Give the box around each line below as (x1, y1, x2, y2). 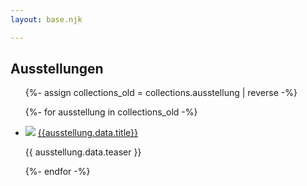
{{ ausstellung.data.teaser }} (24, 146, 142, 158)
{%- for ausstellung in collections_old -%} (24, 106, 198, 118)
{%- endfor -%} (24, 166, 91, 178)
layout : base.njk (10, 14, 83, 25)
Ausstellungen (10, 61, 104, 78)
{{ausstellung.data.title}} (37, 127, 139, 139)
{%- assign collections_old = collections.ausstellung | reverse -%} (24, 87, 298, 99)
